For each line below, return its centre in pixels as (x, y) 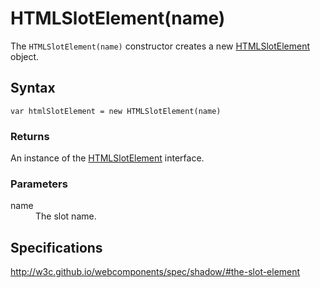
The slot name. (66, 216)
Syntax (33, 88)
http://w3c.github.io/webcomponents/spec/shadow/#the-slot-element (155, 272)
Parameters (39, 184)
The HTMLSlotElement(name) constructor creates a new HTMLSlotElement (160, 46)
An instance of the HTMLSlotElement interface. (107, 158)
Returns (30, 136)
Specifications (56, 247)
